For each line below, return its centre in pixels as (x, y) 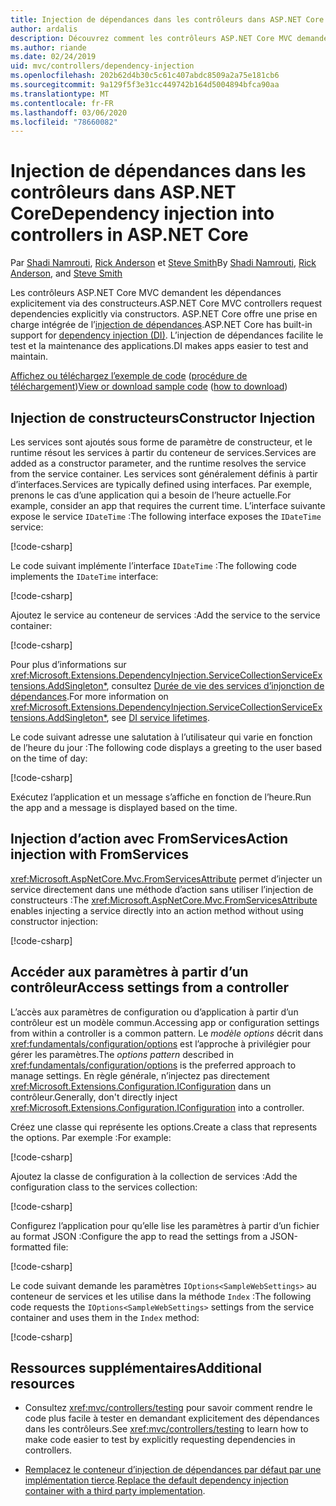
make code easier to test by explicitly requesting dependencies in (160, 1440)
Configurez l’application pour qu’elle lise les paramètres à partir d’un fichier (165, 1225)
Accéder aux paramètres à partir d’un (129, 972)
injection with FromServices (100, 854)
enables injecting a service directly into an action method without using (157, 910)
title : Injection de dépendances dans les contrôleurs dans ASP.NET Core (167, 19)
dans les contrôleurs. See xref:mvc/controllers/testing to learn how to (166, 1429)
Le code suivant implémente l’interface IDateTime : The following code (154, 565)
